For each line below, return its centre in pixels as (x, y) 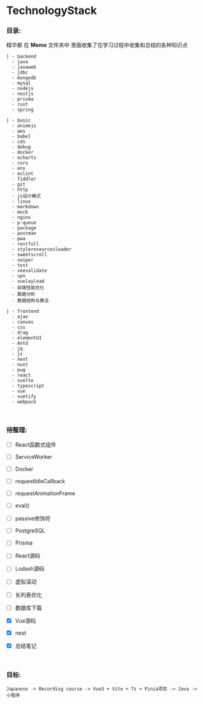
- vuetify (24, 397)
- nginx (22, 218)
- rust (20, 105)
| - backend (21, 57)
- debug (22, 147)
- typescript (28, 386)
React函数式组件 (35, 444)
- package (24, 228)
